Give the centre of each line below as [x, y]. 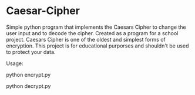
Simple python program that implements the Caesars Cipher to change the [96, 27]
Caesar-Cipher [43, 11]
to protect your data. [31, 52]
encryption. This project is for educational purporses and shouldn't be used [97, 46]
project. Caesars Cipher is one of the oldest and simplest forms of [86, 39]
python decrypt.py [28, 86]
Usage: [15, 63]
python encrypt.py [28, 74]
